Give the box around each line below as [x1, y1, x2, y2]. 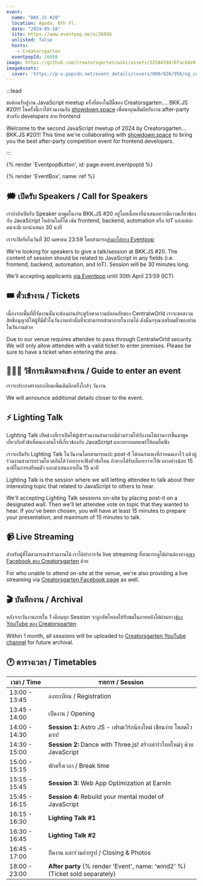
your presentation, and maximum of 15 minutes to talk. [6, 513, 141, 521]
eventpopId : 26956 [11, 54, 59, 60]
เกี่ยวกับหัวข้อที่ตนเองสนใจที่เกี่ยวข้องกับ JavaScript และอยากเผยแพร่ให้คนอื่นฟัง [6, 438, 170, 445]
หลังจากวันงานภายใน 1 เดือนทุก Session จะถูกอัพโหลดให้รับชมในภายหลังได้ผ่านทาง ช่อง [6, 613, 183, 621]
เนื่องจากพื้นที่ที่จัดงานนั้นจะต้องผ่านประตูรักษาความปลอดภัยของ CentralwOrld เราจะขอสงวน [6, 310, 193, 317]
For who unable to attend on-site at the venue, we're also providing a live [6, 570, 188, 577]
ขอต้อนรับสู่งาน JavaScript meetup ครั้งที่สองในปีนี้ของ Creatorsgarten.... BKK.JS [6, 99, 188, 106]
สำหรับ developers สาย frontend [6, 112, 80, 120]
